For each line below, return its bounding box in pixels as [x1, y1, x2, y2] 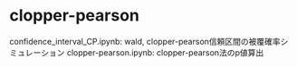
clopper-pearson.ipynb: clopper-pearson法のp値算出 [66, 46, 264, 58]
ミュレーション [9, 46, 65, 58]
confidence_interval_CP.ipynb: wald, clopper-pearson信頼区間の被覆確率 [9, 36, 281, 46]
